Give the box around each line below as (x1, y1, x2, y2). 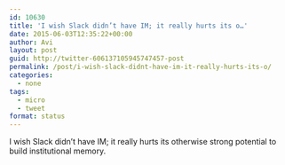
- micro (17, 95, 46, 105)
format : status (9, 112, 66, 121)
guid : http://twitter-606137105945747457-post (9, 54, 185, 63)
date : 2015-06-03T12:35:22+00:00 (9, 29, 133, 38)
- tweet (17, 104, 46, 113)
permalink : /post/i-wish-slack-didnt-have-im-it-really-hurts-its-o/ (9, 63, 273, 72)
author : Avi (9, 37, 53, 47)
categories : (9, 71, 53, 80)
